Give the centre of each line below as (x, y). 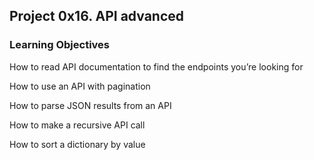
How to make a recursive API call (77, 125)
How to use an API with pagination (80, 86)
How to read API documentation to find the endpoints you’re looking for (156, 66)
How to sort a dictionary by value (77, 144)
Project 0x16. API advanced (97, 16)
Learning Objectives (60, 45)
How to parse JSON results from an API (90, 105)
